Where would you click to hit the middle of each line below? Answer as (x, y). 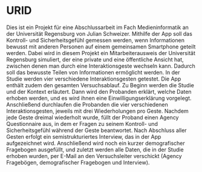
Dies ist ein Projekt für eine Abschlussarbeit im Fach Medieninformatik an (98, 27)
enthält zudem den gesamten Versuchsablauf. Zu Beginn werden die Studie (100, 85)
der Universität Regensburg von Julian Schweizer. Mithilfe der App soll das (99, 33)
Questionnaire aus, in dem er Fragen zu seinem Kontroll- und (82, 124)
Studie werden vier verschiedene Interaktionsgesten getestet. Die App (94, 79)
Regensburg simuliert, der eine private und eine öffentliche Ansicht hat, (95, 59)
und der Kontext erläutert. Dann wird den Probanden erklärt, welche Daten (99, 91)
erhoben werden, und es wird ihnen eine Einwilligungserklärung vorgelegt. (99, 98)
